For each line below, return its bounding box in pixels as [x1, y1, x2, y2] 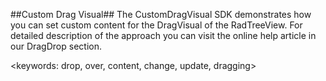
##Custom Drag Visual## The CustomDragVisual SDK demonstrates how [10, 9, 312, 20]
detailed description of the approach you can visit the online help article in [10, 30, 317, 41]
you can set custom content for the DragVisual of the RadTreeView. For [10, 19, 303, 31]
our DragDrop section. [10, 40, 102, 52]
